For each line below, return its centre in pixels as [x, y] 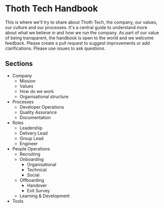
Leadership [31, 128]
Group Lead [31, 138]
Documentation [35, 117]
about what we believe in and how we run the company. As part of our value [82, 32]
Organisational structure [44, 96]
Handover [37, 185]
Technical [37, 170]
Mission [27, 81]
